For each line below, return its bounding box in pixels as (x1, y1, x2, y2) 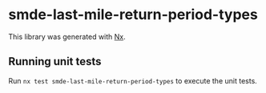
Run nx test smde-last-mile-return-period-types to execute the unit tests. (8, 76, 258, 85)
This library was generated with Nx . (8, 32, 126, 41)
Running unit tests (8, 55, 102, 68)
